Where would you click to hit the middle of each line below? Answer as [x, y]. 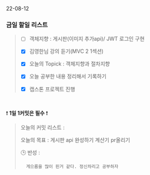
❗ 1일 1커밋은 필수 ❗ [27, 113]
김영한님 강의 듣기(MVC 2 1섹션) [66, 51]
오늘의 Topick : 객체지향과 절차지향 [69, 64]
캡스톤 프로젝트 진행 [52, 89]
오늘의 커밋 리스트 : [42, 127]
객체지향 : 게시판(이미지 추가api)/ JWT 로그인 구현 [87, 39]
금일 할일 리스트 [27, 25]
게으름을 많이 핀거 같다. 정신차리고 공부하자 [72, 166]
